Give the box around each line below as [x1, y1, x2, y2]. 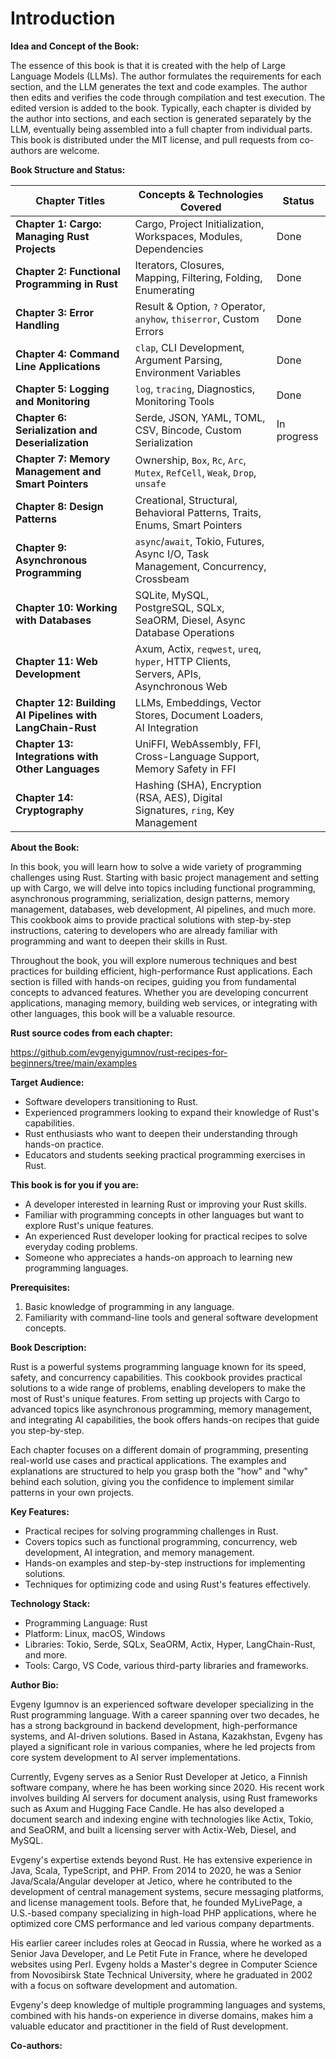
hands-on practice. [24, 1138, 105, 1150]
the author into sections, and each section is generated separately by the [10, 112, 312, 124]
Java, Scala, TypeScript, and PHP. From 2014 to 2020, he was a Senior [10, 1864, 302, 1876]
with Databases [15, 613, 92, 627]
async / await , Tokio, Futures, [134, 534, 265, 548]
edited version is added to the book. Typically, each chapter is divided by [10, 102, 312, 114]
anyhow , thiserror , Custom [134, 312, 260, 326]
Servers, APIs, [134, 667, 202, 681]
